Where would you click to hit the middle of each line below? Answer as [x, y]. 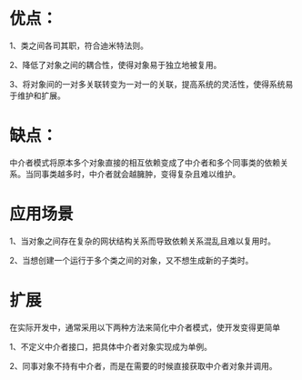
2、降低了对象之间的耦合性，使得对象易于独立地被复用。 [116, 65]
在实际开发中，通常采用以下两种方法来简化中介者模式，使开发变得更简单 [145, 327]
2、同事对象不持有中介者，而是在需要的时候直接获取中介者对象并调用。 [143, 365]
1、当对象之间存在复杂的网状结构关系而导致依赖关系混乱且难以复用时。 [142, 241]
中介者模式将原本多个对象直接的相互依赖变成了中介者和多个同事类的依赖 [145, 162]
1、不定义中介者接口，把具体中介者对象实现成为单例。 [111, 346]
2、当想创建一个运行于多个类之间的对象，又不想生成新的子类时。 [131, 260]
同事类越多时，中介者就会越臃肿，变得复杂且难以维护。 [137, 174]
